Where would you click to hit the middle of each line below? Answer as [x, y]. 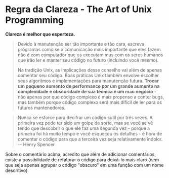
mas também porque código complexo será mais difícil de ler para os [90, 102]
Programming [35, 20]
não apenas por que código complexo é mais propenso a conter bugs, [91, 97]
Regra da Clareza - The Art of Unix [78, 9]
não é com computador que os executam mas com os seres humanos [90, 55]
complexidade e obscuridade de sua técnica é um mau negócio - [87, 91]
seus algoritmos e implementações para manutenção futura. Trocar [88, 81]
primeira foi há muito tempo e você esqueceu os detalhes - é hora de [90, 133]
